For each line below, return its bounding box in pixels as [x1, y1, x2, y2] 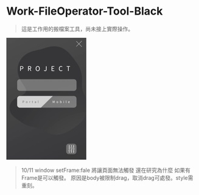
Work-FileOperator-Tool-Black [6, 4, 163, 18]
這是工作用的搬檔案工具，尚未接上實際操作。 [21, 25, 134, 32]
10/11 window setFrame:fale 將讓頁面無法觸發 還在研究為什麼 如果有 [21, 166, 190, 174]
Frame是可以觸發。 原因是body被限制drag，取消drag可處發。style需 [21, 174, 194, 181]
